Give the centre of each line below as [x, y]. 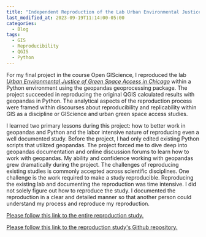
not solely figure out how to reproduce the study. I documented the [91, 191]
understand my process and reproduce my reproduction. [78, 203]
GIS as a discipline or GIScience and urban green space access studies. [97, 114]
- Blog [20, 29]
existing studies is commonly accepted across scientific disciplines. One [98, 171]
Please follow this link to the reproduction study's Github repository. [92, 227]
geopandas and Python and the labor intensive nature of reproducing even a [103, 132]
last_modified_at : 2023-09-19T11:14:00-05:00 [65, 18]
